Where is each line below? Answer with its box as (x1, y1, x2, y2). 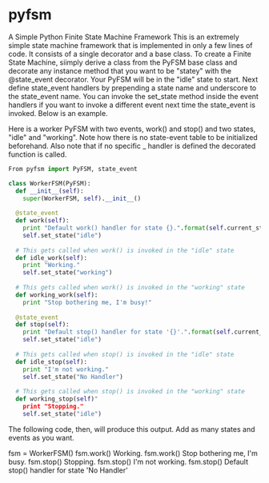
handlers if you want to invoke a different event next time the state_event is (8, 100, 256, 110)
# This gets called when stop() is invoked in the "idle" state (15, 350, 235, 358)
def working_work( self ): (15, 290, 98, 299)
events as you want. (8, 433, 74, 442)
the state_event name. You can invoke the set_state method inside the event (8, 91, 259, 101)
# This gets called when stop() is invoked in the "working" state (15, 388, 246, 396)
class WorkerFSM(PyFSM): (8, 179, 91, 187)
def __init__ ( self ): (15, 186, 84, 195)
